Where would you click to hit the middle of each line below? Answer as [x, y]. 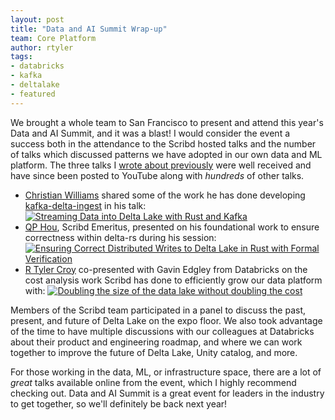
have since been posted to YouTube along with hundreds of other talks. [157, 175]
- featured [33, 94]
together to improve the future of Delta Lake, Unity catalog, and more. [154, 352]
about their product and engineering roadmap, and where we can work [156, 342]
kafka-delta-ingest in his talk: [85, 205]
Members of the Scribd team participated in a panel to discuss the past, [158, 310]
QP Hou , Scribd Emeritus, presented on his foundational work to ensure [172, 227]
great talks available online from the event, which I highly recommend [153, 382]
